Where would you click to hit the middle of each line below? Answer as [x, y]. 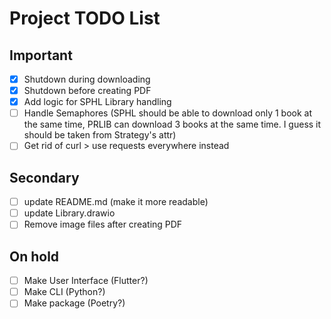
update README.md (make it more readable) [116, 202]
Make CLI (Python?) [64, 292]
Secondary [44, 177]
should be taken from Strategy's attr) [100, 135]
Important [41, 55]
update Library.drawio [69, 213]
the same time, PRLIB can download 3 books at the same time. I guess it [172, 124]
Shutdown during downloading [87, 79]
